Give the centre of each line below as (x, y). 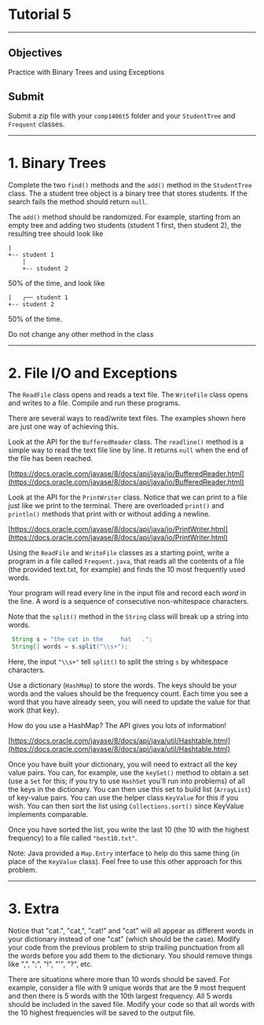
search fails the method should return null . (78, 201)
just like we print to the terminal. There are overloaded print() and (116, 506)
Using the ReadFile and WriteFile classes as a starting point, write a (119, 553)
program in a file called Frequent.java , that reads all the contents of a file (126, 561)
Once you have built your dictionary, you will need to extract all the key (123, 764)
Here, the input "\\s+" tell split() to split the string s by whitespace (118, 662)
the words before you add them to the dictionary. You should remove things (130, 956)
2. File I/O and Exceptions (93, 373)
